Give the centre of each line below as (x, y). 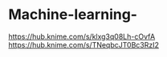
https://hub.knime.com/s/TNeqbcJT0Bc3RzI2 (83, 44)
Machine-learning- (73, 15)
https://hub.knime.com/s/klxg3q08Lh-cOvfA (82, 36)
